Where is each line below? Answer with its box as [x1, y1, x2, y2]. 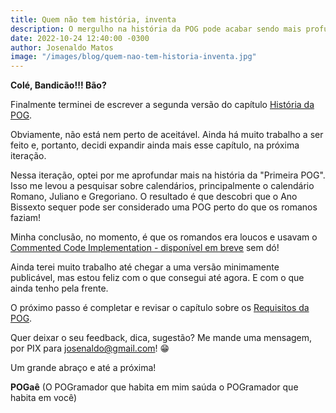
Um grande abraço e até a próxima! [10, 362, 157, 374]
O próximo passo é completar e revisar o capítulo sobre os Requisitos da [10, 302, 310, 314]
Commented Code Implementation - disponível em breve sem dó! [10, 242, 280, 254]
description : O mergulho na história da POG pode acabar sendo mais [10, 24, 302, 34]
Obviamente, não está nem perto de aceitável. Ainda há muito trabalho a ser [10, 129, 324, 141]
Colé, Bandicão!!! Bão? [10, 79, 107, 91]
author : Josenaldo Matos [10, 42, 114, 53]
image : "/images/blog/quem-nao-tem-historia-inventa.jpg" [10, 52, 257, 62]
